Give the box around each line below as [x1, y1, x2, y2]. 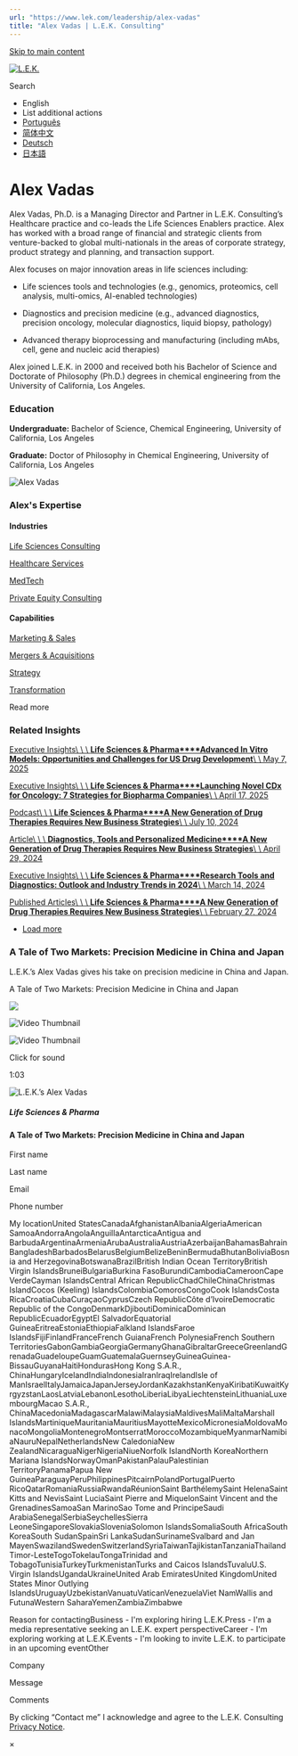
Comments [9, 1694, 50, 1705]
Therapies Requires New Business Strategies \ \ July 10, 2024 [9, 816, 238, 827]
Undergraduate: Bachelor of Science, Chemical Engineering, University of [9, 423, 282, 433]
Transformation [9, 685, 66, 695]
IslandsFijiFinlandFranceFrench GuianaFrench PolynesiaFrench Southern [9, 1332, 276, 1342]
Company [9, 1660, 45, 1671]
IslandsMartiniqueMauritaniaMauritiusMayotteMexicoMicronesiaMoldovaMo [9, 1417, 287, 1428]
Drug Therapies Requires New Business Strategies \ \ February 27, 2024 [9, 907, 278, 917]
